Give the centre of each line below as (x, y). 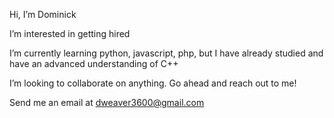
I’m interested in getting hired (70, 33)
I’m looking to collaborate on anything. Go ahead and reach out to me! (153, 83)
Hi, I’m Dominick (43, 14)
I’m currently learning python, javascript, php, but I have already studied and (166, 53)
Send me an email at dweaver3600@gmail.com (107, 102)
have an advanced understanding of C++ (94, 63)
